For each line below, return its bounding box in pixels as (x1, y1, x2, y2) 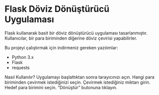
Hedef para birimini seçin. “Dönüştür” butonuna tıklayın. (4, 84, 117, 90)
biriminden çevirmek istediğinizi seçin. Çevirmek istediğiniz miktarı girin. (4, 79, 151, 85)
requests (11, 65, 30, 71)
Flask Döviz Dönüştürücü (4, 3, 110, 15)
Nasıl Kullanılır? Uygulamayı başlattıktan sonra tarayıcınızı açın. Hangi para (4, 74, 155, 80)
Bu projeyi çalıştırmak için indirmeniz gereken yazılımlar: (4, 45, 118, 50)
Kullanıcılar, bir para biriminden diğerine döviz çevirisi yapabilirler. (4, 35, 137, 41)
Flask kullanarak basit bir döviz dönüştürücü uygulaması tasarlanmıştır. (4, 30, 148, 36)
